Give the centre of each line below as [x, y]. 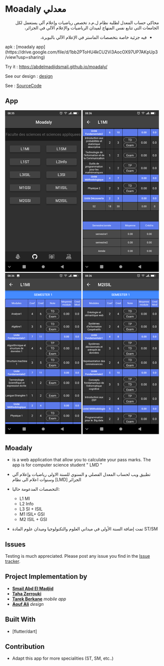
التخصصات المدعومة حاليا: [36, 489]
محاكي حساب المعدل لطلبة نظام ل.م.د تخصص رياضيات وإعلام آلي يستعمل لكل [87, 23]
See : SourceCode [23, 85]
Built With [20, 620]
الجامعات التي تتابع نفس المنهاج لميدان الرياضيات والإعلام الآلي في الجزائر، [92, 27]
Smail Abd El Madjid [33, 588]
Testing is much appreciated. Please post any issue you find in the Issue [78, 556]
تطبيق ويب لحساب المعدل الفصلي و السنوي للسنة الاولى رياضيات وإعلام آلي [81, 475]
